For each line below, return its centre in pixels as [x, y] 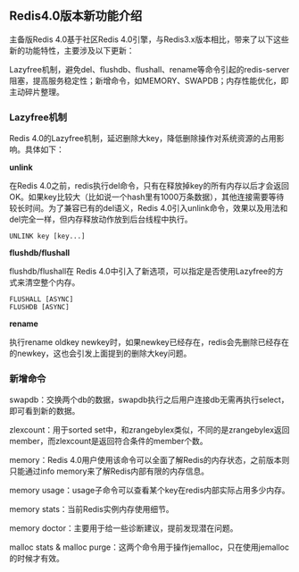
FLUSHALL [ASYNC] [42, 299]
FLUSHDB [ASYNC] [39, 307]
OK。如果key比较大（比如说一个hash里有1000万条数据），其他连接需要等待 [147, 197]
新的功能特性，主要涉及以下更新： [72, 50]
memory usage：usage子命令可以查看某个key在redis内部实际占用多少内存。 [149, 491]
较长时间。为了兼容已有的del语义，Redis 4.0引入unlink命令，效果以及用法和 [149, 208]
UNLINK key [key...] [48, 236]
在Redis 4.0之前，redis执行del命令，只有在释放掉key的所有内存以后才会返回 [149, 186]
